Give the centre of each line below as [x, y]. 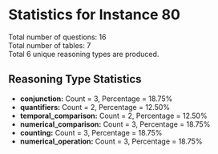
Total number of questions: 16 [57, 37]
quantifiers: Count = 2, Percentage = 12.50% [95, 107]
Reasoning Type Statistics [75, 79]
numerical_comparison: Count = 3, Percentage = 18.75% [115, 124]
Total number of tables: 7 [50, 45]
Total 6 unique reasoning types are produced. [84, 54]
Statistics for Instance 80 [94, 15]
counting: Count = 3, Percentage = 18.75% [91, 132]
